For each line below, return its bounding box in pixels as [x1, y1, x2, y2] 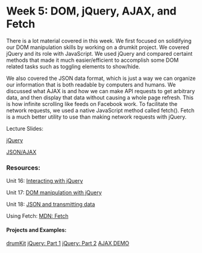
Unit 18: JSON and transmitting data [6, 201, 95, 208]
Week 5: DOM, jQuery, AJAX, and [6, 4, 177, 18]
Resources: [6, 163, 40, 172]
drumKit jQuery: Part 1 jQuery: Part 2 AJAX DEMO [6, 240, 130, 247]
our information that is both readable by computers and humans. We [6, 80, 176, 88]
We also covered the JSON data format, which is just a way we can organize [6, 74, 196, 82]
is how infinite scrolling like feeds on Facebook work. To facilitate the [6, 100, 178, 107]
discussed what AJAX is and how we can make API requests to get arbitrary [6, 87, 195, 94]
